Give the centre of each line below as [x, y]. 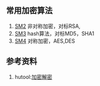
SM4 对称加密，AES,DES [45, 41]
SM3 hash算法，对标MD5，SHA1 [54, 33]
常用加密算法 [29, 11]
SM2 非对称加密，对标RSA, [47, 26]
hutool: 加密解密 [34, 77]
